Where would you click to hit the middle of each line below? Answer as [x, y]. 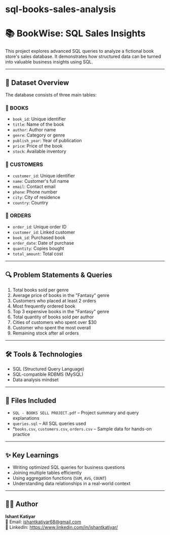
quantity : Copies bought [38, 248]
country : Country [30, 203]
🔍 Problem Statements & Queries [59, 275]
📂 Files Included [31, 400]
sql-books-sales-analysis [61, 9]
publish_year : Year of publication [47, 141]
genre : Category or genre [39, 135]
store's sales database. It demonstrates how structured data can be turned [83, 56]
